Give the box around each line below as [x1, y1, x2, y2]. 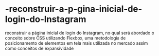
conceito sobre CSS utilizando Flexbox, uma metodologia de [5, 35, 126, 41]
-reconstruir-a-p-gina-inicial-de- [5, 3, 142, 15]
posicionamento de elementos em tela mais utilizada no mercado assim [5, 40, 148, 46]
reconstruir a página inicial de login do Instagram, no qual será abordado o [5, 30, 155, 36]
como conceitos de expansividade [5, 45, 74, 51]
